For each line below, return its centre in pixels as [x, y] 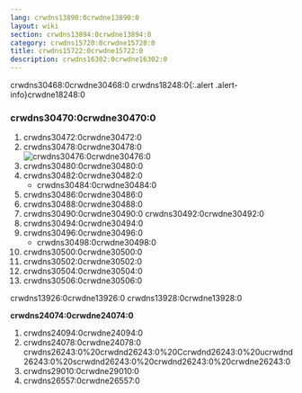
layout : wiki [35, 26]
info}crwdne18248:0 [48, 94]
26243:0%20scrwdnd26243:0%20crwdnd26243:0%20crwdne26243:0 [157, 362]
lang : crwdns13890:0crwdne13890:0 [75, 18]
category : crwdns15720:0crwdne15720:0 [83, 43]
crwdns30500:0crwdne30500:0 [83, 252]
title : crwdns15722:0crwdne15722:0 [77, 51]
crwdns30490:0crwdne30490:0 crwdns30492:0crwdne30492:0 [143, 214]
